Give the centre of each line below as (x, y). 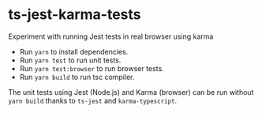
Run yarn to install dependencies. (74, 51)
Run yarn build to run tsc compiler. (77, 77)
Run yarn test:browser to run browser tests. (92, 68)
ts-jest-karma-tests (75, 15)
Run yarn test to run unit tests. (70, 60)
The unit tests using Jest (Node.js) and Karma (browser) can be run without (131, 92)
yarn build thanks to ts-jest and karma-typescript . (93, 100)
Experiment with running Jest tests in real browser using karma (111, 36)
